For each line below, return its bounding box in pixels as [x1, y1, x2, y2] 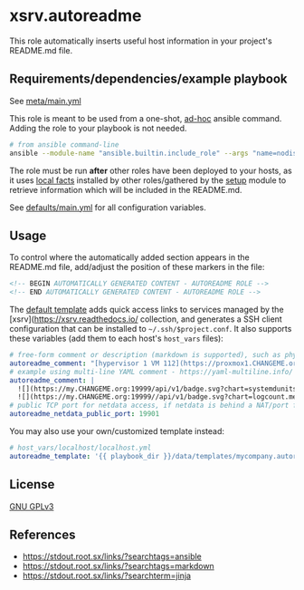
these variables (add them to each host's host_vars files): [9, 333, 223, 344]
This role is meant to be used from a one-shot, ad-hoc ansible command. [9, 112, 282, 123]
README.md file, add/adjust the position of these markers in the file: [9, 262, 265, 273]
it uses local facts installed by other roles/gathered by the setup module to [9, 174, 287, 186]
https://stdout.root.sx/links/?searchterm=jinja [22, 570, 192, 581]
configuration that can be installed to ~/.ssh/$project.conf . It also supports [9, 324, 292, 334]
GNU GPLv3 [9, 500, 54, 512]
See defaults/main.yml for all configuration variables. [9, 201, 206, 213]
